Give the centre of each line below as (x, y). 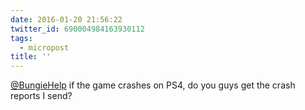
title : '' (31, 57)
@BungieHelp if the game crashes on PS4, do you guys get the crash (153, 85)
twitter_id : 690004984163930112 (77, 29)
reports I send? (41, 96)
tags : (21, 38)
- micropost (44, 47)
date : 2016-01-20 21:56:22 (66, 19)
